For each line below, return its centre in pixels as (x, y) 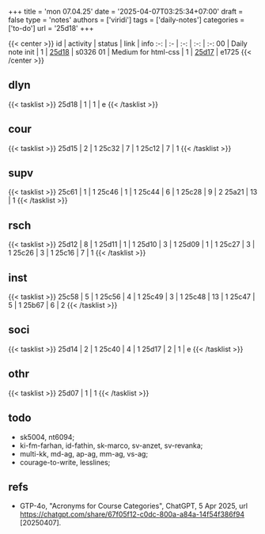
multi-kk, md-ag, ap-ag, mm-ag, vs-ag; (84, 453)
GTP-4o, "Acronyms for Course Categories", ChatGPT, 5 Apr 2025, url (133, 506)
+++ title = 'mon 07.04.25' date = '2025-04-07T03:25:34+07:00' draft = (126, 11)
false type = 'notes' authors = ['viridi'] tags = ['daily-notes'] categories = (127, 20)
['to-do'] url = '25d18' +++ (51, 28)
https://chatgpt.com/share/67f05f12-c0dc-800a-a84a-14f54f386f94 (132, 514)
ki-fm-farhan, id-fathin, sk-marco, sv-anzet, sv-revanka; (111, 445)
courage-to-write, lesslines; (65, 462)
